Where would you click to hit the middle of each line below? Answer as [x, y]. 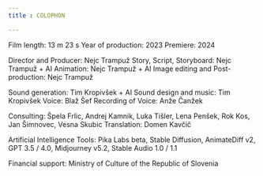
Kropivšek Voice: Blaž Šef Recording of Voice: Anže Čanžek [105, 100]
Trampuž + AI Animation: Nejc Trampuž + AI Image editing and [110, 69]
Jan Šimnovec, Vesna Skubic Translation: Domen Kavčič [100, 124]
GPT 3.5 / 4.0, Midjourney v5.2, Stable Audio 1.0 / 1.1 [93, 148]
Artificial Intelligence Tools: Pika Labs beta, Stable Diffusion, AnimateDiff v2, [132, 140]
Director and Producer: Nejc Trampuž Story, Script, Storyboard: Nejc [120, 60]
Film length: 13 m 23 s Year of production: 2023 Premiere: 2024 [112, 45]
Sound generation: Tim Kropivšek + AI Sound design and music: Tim [119, 92]
